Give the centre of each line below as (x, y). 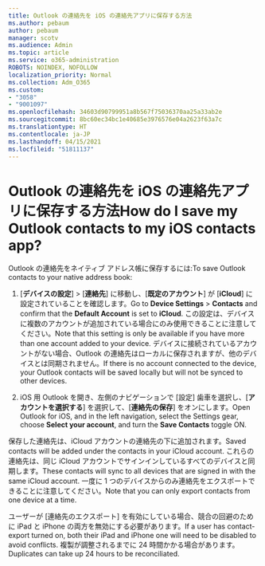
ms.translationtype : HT (48, 127)
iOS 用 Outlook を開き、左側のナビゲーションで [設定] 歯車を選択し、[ (134, 397)
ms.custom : (26, 90)
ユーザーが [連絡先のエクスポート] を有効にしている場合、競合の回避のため (131, 517)
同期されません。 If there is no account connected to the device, (152, 364)
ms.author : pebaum (39, 23)
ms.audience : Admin (41, 45)
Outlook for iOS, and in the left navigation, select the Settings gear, (129, 416)
